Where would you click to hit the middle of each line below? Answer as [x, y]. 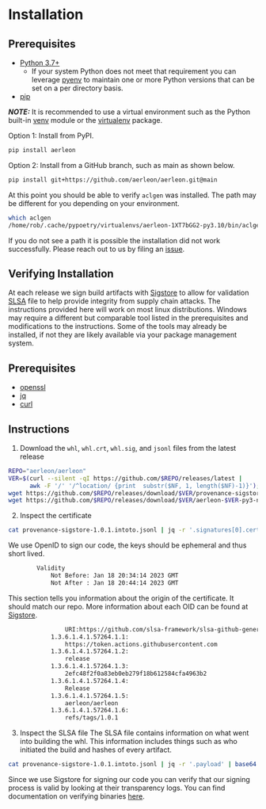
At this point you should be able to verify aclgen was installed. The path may [133, 195]
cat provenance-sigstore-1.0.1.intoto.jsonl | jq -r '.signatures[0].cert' [136, 530]
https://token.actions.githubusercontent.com [141, 644]
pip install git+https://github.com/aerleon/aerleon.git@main [113, 180]
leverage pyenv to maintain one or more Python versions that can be [143, 80]
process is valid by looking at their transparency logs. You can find [117, 788]
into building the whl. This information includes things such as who [128, 742]
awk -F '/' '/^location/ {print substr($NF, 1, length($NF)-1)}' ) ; [144, 486]
